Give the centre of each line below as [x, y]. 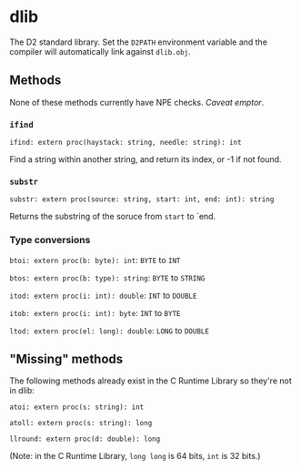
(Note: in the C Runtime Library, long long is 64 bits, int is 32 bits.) [135, 456]
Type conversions [50, 240]
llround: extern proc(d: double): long [85, 439]
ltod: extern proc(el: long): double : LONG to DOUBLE [109, 331]
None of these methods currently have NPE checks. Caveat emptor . [137, 102]
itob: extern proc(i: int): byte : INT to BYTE [95, 312]
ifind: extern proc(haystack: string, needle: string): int [126, 143]
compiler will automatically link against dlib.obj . [100, 51]
